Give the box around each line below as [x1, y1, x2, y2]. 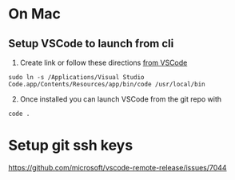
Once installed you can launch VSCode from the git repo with [19, 94, 222, 104]
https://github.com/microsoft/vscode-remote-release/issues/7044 [8, 162, 227, 172]
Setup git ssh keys [8, 137, 133, 154]
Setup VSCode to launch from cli [8, 37, 174, 50]
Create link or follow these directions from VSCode [19, 58, 188, 67]
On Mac [8, 5, 62, 23]
